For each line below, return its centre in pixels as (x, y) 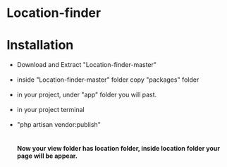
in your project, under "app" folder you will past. (87, 95)
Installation (40, 45)
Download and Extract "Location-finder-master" (86, 65)
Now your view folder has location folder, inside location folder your (118, 148)
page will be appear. (47, 156)
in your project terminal (51, 110)
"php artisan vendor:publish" (59, 125)
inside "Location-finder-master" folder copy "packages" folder (108, 80)
